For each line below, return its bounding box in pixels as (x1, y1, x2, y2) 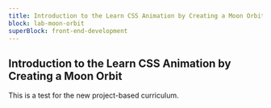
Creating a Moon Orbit (8, 69, 123, 83)
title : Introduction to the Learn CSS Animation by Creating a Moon (8, 11, 244, 20)
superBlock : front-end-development (8, 27, 128, 35)
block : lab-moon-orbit (8, 19, 85, 27)
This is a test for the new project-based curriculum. (8, 90, 179, 101)
